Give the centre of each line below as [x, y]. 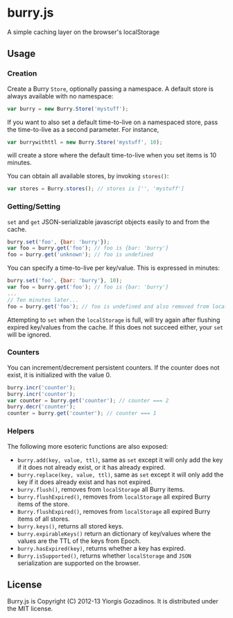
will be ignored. [29, 334]
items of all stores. [44, 519]
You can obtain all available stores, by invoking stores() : [88, 176]
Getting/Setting [34, 207]
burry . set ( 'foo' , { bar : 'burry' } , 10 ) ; [65, 281]
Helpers [21, 431]
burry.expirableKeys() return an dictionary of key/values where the [114, 533]
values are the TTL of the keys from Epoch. [79, 541]
